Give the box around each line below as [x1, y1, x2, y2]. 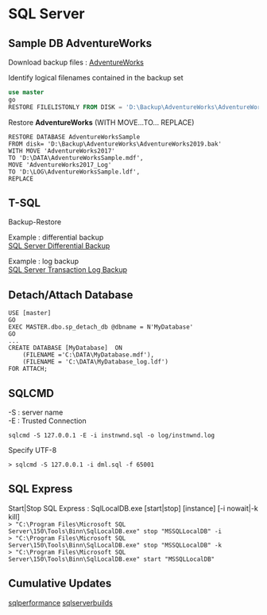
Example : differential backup [8, 232, 104, 243]
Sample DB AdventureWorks [8, 37, 153, 50]
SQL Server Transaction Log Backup [8, 265, 127, 274]
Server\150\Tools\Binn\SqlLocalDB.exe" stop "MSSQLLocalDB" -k [8, 541, 222, 549]
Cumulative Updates [8, 577, 112, 590]
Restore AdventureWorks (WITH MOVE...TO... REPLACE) [8, 117, 195, 127]
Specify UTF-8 [8, 446, 57, 455]
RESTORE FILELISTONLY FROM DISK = [8, 103, 123, 111]
